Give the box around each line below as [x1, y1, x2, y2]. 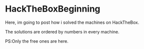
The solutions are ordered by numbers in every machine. [5, 29, 120, 34]
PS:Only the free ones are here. [5, 38, 69, 44]
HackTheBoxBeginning [5, 3, 100, 15]
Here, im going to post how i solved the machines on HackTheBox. [5, 19, 140, 25]
